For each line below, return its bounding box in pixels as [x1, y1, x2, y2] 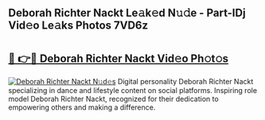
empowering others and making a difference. [8, 103, 156, 112]
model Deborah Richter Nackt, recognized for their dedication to [8, 95, 219, 103]
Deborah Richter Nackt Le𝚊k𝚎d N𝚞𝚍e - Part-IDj [8, 6, 246, 20]
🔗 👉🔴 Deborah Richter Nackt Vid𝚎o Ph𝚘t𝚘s [8, 52, 229, 65]
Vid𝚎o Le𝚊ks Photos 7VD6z [8, 19, 149, 33]
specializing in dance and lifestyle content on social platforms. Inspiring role [8, 86, 257, 95]
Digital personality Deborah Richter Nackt [117, 77, 254, 86]
